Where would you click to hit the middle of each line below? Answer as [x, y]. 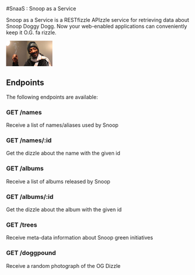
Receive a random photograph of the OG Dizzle [63, 266]
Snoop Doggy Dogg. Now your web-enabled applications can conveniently [97, 26]
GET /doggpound [31, 253]
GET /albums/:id [30, 197]
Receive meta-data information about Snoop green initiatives [80, 238]
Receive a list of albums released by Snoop [58, 181]
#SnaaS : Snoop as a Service [41, 9]
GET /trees [22, 225]
